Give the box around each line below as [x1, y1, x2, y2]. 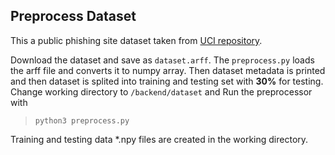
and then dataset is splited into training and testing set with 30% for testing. [10, 75, 324, 87]
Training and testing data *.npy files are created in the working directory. [10, 133, 309, 145]
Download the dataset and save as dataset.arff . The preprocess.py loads [10, 54, 315, 66]
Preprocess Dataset [10, 8, 137, 25]
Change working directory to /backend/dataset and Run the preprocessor [10, 85, 313, 98]
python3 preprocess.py [34, 115, 130, 126]
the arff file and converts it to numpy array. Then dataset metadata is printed [10, 64, 326, 76]
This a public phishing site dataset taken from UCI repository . [10, 34, 263, 46]
